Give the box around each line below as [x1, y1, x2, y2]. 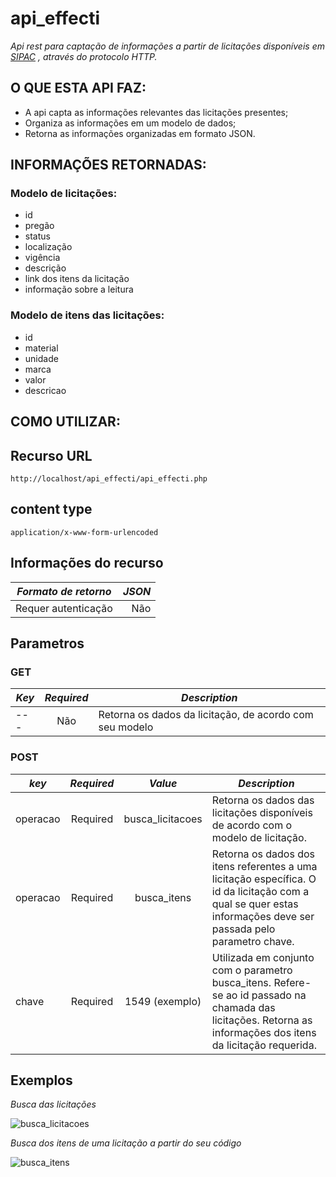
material [24, 342, 59, 354]
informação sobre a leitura [24, 283, 134, 296]
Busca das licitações [10, 1098, 97, 1111]
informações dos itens [211, 1025, 317, 1039]
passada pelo [211, 922, 276, 936]
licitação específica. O [211, 872, 317, 886]
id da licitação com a [211, 884, 310, 898]
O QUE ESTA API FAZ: [10, 80, 147, 97]
